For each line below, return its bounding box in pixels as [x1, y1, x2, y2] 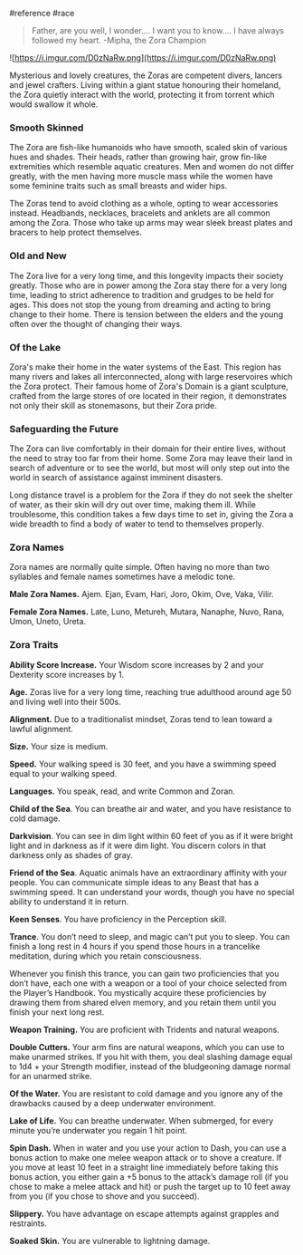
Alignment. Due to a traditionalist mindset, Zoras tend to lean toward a [9, 713, 273, 724]
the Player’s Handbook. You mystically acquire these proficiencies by [9, 987, 267, 998]
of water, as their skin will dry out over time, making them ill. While [9, 499, 256, 510]
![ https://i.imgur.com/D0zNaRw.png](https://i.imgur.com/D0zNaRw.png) [9, 53, 277, 63]
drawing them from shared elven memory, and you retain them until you [9, 997, 277, 1008]
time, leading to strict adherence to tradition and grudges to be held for [9, 289, 274, 300]
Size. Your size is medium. [9, 740, 109, 751]
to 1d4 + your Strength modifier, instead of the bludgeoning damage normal [9, 1060, 291, 1072]
